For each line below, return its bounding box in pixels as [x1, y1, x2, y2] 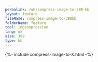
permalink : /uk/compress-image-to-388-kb [5, 7, 90, 12]
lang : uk [5, 29, 23, 34]
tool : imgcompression [5, 25, 49, 30]
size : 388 [5, 34, 25, 39]
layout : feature [5, 12, 38, 16]
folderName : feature [5, 20, 47, 25]
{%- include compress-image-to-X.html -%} [5, 51, 93, 57]
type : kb [5, 38, 23, 43]
